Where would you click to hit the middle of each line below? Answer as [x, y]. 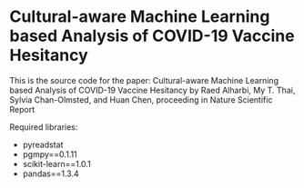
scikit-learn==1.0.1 [56, 163]
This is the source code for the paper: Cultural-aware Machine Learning [144, 80]
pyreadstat [43, 144]
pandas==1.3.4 [51, 173]
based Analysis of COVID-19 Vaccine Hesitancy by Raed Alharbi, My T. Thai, [152, 90]
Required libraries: [44, 127]
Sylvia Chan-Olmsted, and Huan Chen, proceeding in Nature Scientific [141, 99]
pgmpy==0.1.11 [50, 154]
